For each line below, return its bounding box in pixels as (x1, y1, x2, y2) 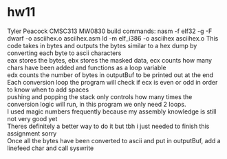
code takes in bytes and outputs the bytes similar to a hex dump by (7, 41, 197, 50)
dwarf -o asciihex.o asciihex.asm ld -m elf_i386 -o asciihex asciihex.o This (7, 34, 219, 42)
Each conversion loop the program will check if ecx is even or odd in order (7, 78, 218, 86)
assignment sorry (7, 129, 57, 138)
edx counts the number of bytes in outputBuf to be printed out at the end (7, 70, 214, 79)
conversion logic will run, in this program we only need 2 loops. (7, 100, 187, 108)
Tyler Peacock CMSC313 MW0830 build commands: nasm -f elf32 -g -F (7, 27, 213, 35)
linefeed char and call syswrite (7, 144, 94, 152)
